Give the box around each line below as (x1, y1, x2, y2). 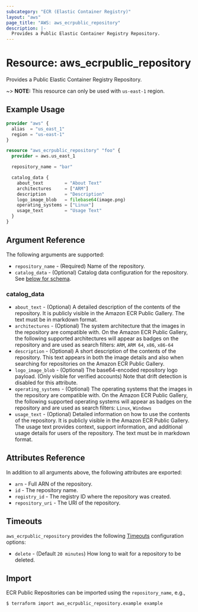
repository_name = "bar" (11, 164, 73, 170)
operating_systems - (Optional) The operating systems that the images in (14, 385, 193, 392)
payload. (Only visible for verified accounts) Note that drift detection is (14, 372, 187, 380)
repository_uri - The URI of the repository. (14, 499, 120, 506)
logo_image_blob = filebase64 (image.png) (17, 196, 126, 202)
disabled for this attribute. (14, 379, 78, 386)
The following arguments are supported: (6, 250, 105, 258)
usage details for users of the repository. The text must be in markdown (14, 429, 190, 436)
